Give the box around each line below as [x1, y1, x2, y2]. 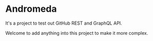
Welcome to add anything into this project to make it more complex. [5, 30, 148, 36]
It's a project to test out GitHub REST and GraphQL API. [5, 20, 122, 26]
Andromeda [5, 3, 58, 15]
